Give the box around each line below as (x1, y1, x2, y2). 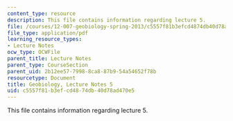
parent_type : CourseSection (7, 62, 89, 68)
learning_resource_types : (7, 36, 82, 43)
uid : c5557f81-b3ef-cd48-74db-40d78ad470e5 (7, 87, 135, 94)
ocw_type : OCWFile (7, 49, 60, 56)
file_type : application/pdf (7, 29, 89, 37)
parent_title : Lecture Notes (7, 55, 92, 62)
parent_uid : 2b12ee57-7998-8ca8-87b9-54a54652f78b (7, 68, 157, 75)
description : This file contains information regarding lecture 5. (7, 17, 207, 24)
